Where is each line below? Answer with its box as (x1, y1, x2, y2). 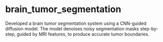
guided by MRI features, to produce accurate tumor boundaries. (17, 31, 150, 37)
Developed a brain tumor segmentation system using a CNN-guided (5, 20, 146, 26)
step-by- (140, 25, 158, 31)
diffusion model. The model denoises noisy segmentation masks (5, 25, 139, 31)
